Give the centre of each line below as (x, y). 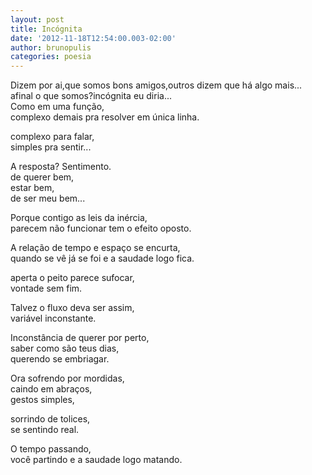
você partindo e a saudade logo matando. (96, 460)
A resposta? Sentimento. (61, 167)
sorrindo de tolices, (50, 419)
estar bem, (32, 188)
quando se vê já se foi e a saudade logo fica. (102, 258)
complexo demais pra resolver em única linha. (105, 117)
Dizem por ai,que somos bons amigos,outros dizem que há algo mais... (156, 85)
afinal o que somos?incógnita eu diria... (91, 96)
